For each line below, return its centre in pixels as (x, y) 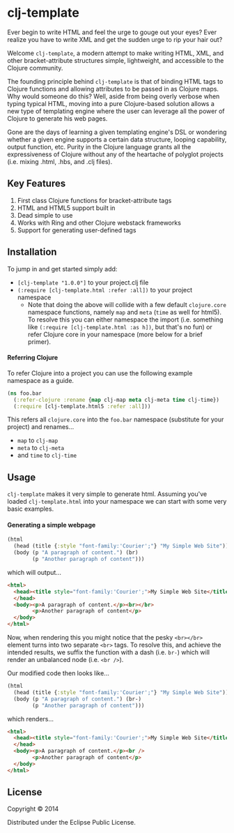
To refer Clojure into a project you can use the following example (100, 373)
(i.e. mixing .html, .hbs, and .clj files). (60, 161)
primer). (39, 342)
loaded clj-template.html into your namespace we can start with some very (117, 502)
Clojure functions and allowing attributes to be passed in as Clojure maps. (113, 89)
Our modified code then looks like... (58, 673)
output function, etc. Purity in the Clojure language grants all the (99, 147)
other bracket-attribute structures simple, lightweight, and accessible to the (116, 60)
